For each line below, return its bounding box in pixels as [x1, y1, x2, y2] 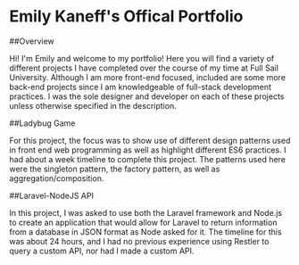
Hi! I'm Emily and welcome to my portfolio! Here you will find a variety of [9, 53, 275, 63]
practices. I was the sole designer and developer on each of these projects [9, 91, 285, 102]
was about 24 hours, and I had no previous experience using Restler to [9, 236, 270, 246]
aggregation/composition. [9, 172, 104, 184]
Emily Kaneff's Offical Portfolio [9, 6, 244, 27]
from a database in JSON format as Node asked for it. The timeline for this [9, 226, 283, 237]
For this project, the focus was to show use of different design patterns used [9, 135, 291, 145]
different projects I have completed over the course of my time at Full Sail [9, 62, 279, 73]
